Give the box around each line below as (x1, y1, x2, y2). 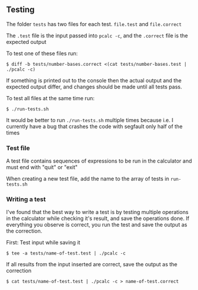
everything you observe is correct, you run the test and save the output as (6, 221, 188, 228)
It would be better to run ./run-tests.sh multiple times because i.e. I (6, 116, 174, 123)
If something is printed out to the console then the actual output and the (6, 77, 182, 84)
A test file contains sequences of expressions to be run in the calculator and (6, 157, 193, 165)
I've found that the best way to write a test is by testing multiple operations (6, 209, 189, 216)
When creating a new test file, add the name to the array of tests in (6, 175, 170, 183)
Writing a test (6, 195, 46, 203)
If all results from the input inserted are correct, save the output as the (6, 261, 178, 268)
